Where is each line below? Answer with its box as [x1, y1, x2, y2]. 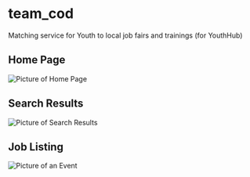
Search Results [8, 97, 84, 110]
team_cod [8, 5, 74, 23]
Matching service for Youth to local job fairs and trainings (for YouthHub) [8, 31, 243, 40]
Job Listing [8, 140, 64, 154]
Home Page [8, 53, 66, 67]
